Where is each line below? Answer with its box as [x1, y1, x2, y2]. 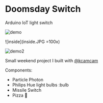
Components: [5, 67, 33, 73]
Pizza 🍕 [12, 92, 28, 98]
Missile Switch [12, 87, 42, 93]
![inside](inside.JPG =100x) [5, 38, 60, 45]
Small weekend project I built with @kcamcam [5, 57, 98, 63]
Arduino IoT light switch [5, 20, 53, 26]
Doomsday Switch [5, 3, 81, 15]
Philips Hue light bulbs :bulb [12, 82, 69, 88]
